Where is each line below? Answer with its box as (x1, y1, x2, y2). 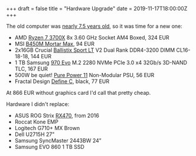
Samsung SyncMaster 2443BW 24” (14, 137, 102, 144)
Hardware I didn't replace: (6, 101, 70, 108)
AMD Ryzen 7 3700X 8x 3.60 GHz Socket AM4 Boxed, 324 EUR (14, 34, 169, 41)
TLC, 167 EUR (14, 65, 48, 72)
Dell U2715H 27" (14, 131, 55, 138)
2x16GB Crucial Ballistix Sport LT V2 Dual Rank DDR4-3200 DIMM (14, 47, 175, 54)
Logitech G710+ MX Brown (14, 125, 80, 131)
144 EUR (30, 53, 52, 59)
